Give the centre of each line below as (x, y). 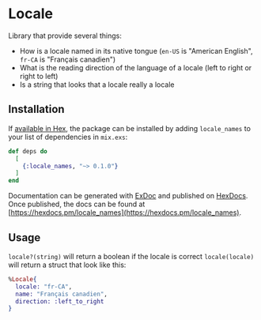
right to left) (39, 76)
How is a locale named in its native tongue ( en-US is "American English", (136, 51)
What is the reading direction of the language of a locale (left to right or (136, 67)
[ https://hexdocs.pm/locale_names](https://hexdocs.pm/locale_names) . (125, 213)
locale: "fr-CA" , (44, 286)
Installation (36, 109)
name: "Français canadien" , (62, 294)
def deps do (28, 151)
